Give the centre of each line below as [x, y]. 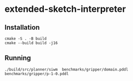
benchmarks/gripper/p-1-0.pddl [37, 74]
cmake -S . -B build [26, 39]
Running [18, 58]
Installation [22, 27]
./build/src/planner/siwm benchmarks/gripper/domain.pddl [66, 69]
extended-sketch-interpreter [65, 9]
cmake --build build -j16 [31, 43]
